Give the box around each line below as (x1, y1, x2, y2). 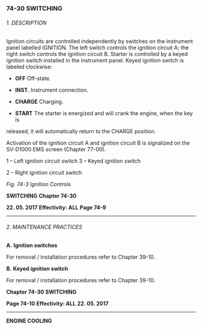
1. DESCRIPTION (6, 19, 47, 26)
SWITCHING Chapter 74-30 (6, 192, 77, 199)
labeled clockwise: (6, 63, 52, 70)
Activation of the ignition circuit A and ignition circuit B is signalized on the (6, 139, 191, 146)
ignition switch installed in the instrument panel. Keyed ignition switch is (6, 57, 185, 64)
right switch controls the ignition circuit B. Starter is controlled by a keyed (6, 50, 188, 58)
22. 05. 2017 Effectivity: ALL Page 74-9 (6, 204, 106, 211)
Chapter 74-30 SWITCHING (6, 288, 77, 295)
